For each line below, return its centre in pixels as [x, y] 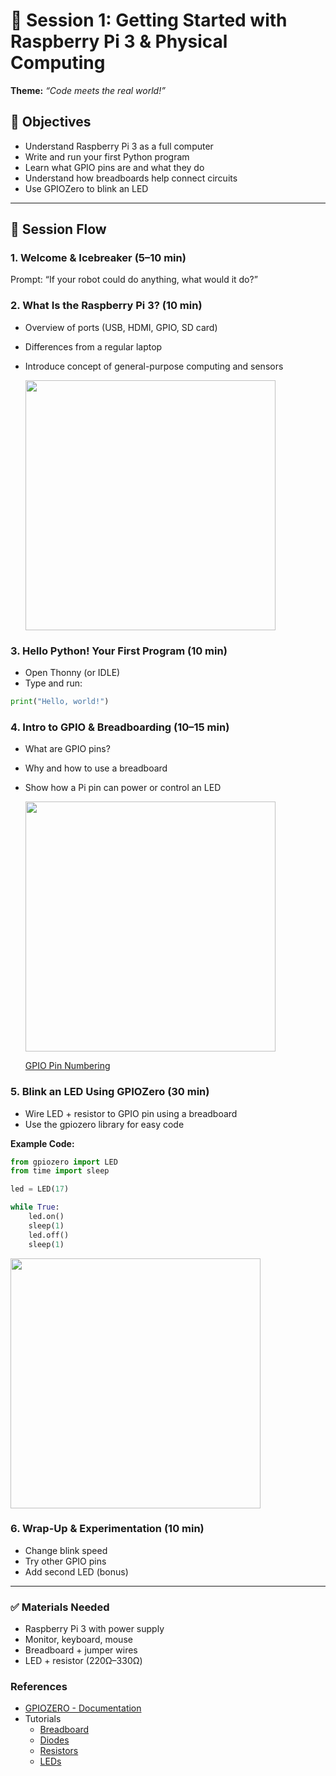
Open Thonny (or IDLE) [72, 673]
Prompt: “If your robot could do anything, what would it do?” [134, 280]
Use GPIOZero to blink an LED [86, 188]
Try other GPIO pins [65, 1561]
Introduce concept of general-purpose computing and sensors [154, 366]
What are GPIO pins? [67, 749]
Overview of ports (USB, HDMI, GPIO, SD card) [121, 327]
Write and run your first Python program [107, 156]
